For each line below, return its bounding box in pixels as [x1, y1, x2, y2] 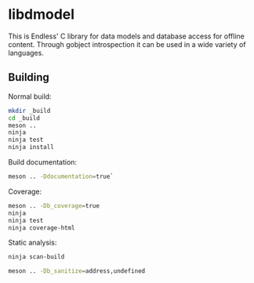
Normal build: [8, 92, 53, 101]
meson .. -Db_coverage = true [8, 201, 100, 209]
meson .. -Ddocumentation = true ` [8, 172, 114, 180]
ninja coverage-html [8, 223, 76, 232]
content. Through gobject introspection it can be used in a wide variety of [8, 39, 246, 49]
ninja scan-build [8, 253, 65, 261]
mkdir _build [8, 107, 51, 114]
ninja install [8, 143, 55, 151]
